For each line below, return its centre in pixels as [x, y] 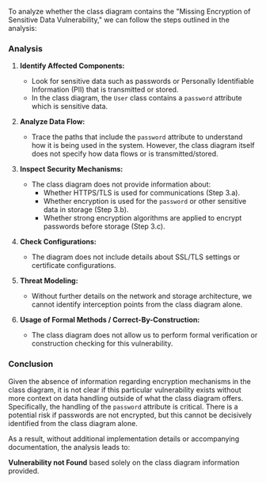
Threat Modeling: [49, 281]
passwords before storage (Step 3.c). [104, 226]
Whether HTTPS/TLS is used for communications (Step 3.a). [141, 193]
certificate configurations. [74, 266]
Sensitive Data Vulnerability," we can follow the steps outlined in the [119, 20]
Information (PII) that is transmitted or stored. [105, 89]
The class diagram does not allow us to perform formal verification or [144, 335]
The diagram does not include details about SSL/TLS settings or [136, 257]
